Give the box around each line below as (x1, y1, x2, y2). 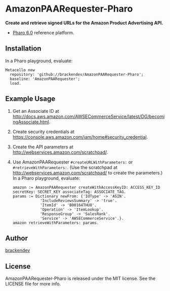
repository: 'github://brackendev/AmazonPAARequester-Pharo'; (10, 72, 144, 77)
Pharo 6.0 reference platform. (12, 29, 74, 35)
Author (5, 234, 28, 242)
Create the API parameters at (12, 144, 73, 150)
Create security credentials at (12, 129, 75, 135)
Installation (5, 44, 41, 53)
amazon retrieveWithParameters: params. (12, 220, 99, 225)
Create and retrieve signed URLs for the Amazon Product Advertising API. (5, 20, 163, 26)
